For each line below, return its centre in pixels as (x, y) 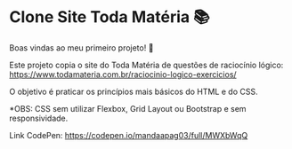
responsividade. (39, 118)
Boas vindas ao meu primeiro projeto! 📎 (81, 47)
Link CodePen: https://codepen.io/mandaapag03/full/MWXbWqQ (129, 135)
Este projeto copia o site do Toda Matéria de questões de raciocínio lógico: (146, 65)
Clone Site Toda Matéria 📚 (110, 17)
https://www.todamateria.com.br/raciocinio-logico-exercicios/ (123, 74)
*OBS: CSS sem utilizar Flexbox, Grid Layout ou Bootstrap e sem (128, 108)
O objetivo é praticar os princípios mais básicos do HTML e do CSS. (134, 91)
